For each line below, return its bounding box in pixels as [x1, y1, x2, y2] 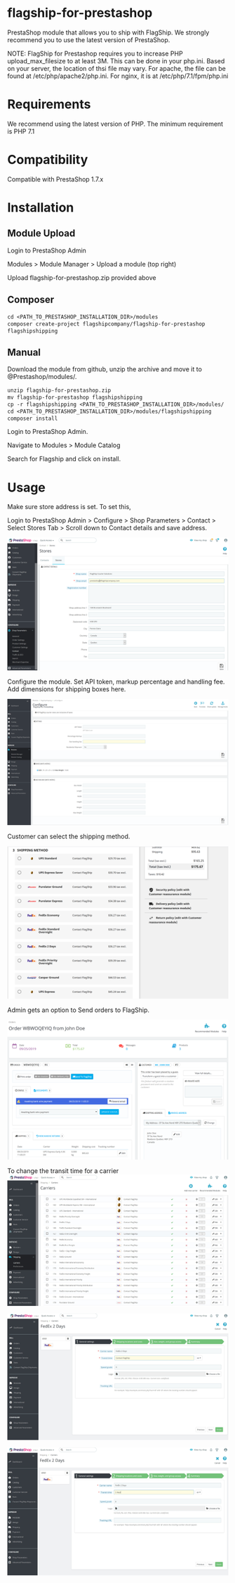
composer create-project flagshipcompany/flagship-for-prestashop [7, 320, 206, 328]
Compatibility [7, 152, 88, 168]
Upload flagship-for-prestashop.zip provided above [7, 273, 156, 282]
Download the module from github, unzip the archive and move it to [7, 365, 202, 373]
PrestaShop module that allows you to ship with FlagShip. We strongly [7, 28, 210, 37]
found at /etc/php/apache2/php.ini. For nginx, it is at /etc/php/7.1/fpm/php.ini [7, 72, 229, 80]
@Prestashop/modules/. [7, 373, 77, 381]
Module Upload [7, 227, 76, 240]
